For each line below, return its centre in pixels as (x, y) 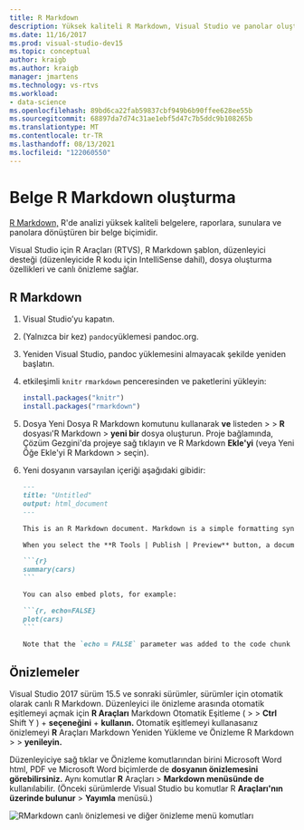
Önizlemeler (44, 672)
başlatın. (38, 364)
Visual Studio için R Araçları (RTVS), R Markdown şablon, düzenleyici (138, 249)
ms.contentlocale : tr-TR (56, 136)
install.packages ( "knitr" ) (73, 398)
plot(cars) (43, 619)
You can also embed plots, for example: (100, 594)
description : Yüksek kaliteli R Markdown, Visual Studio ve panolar (141, 26)
